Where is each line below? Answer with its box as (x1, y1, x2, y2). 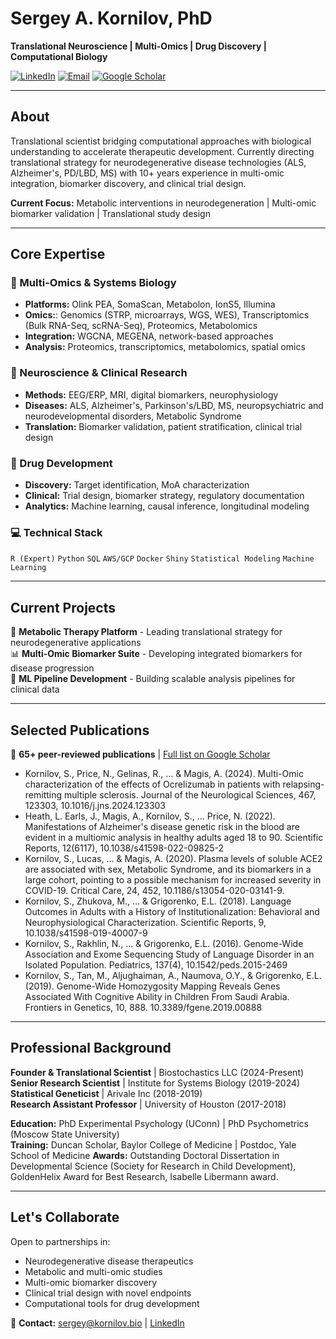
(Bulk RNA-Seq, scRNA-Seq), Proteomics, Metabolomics (24, 320, 258, 332)
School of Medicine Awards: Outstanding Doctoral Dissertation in (10, 1149, 280, 1161)
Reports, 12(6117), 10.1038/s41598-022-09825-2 (24, 842, 225, 854)
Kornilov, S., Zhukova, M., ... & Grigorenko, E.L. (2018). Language (24, 895, 292, 907)
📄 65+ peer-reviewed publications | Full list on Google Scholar (10, 748, 271, 760)
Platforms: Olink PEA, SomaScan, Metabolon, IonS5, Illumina (24, 298, 276, 311)
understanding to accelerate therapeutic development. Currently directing (10, 145, 315, 157)
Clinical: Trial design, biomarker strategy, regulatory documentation (24, 490, 305, 502)
